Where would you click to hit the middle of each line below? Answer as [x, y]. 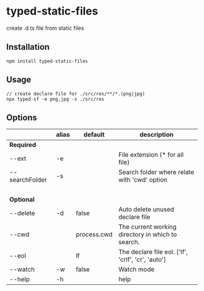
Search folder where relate [156, 173]
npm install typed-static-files [47, 61]
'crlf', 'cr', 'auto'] [142, 259]
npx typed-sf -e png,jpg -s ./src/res [55, 99]
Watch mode [136, 270]
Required [23, 145]
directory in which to [148, 235]
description [157, 135]
